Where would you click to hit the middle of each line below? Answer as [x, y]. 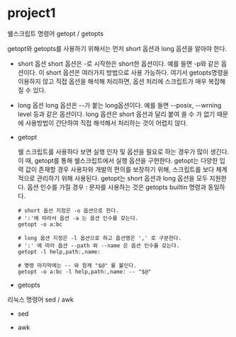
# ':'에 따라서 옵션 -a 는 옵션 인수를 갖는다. [78, 218]
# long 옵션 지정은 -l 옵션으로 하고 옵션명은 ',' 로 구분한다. [100, 238]
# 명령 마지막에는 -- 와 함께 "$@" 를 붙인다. [77, 265]
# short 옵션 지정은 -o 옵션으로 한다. [68, 210]
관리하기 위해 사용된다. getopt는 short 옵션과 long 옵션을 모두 [122, 178]
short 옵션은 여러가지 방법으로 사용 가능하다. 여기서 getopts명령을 [137, 72]
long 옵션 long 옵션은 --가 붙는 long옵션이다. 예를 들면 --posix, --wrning [119, 105]
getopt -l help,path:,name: [59, 252]
